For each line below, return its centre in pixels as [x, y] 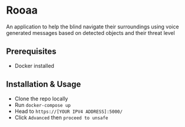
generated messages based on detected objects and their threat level [90, 32]
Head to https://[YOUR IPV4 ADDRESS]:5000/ [68, 111]
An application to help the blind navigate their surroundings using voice [92, 27]
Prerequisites [31, 52]
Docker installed [34, 66]
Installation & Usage [44, 84]
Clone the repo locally [41, 99]
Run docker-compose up [42, 105]
